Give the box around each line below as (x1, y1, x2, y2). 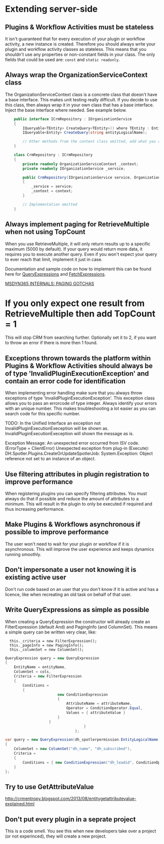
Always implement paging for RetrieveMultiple (5, 220, 150, 229)
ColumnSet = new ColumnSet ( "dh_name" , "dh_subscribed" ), (14, 747, 132, 751)
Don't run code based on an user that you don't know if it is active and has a (5, 586, 159, 592)
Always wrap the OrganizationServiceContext (5, 71, 148, 79)
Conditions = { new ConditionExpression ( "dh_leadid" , (22, 760, 134, 765)
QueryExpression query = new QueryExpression (5, 656, 99, 660)
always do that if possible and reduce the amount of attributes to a (5, 496, 139, 502)
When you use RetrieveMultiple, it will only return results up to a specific (5, 241, 150, 247)
